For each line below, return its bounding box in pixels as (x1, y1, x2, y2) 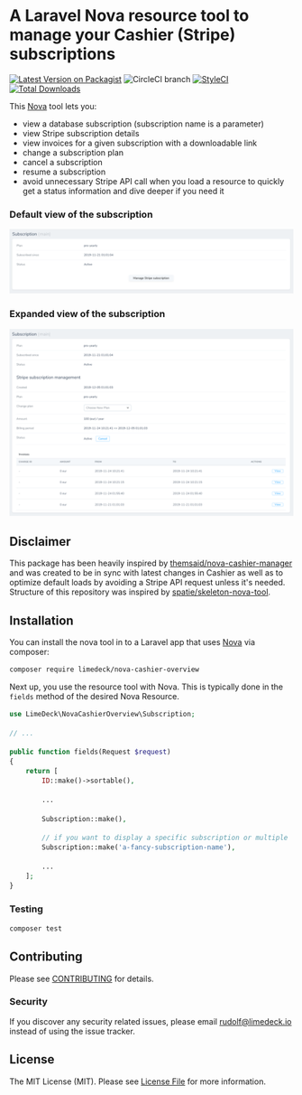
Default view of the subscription (9, 208, 153, 220)
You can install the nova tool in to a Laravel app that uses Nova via (9, 637, 255, 648)
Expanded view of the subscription (9, 308, 166, 321)
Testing (9, 903, 43, 915)
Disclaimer (9, 534, 71, 549)
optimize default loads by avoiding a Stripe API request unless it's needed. (9, 577, 286, 588)
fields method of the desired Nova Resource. (9, 690, 180, 701)
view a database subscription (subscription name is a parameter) (22, 118, 264, 129)
